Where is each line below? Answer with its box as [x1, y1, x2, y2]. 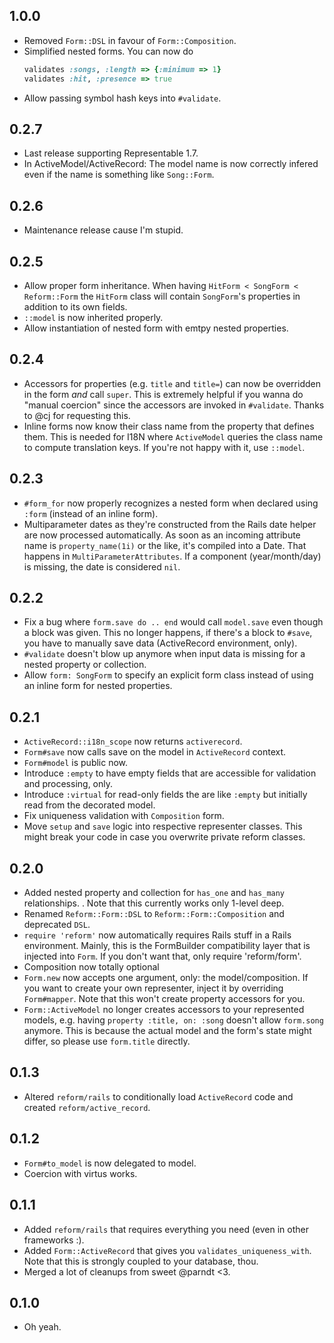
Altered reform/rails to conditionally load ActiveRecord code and [23, 1090, 294, 1103]
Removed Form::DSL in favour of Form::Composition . [23, 34, 237, 46]
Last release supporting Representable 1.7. [23, 147, 199, 159]
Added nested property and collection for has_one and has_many [23, 887, 286, 899]
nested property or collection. [23, 659, 147, 671]
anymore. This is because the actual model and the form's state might [23, 1025, 312, 1037]
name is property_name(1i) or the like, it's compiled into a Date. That [23, 539, 307, 551]
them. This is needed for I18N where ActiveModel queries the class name [23, 430, 324, 443]
